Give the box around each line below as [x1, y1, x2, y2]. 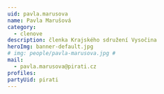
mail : [7, 57, 23, 64]
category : [7, 23, 37, 30]
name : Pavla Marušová [7, 17, 72, 24]
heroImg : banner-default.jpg [7, 43, 94, 50]
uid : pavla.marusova [7, 10, 69, 18]
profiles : [7, 69, 37, 76]
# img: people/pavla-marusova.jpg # [7, 50, 116, 57]
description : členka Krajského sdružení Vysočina [7, 37, 158, 44]
